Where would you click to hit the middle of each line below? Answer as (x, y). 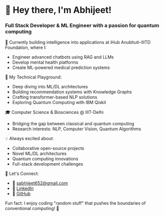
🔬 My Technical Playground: (33, 77)
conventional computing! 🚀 (32, 209)
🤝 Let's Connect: (22, 174)
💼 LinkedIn (23, 188)
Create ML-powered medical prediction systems (61, 68)
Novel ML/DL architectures (39, 154)
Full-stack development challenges (48, 164)
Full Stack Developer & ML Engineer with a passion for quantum (82, 26)
